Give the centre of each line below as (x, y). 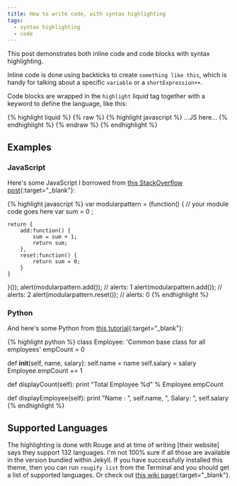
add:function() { (46, 231)
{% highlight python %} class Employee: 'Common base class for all (106, 342)
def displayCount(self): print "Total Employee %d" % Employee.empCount (116, 384)
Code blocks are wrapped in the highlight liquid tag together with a (106, 96)
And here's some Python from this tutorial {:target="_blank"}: (96, 328)
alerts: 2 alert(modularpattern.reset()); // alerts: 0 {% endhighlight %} (108, 294)
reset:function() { (49, 255)
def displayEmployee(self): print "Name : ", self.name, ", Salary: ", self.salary (118, 398)
